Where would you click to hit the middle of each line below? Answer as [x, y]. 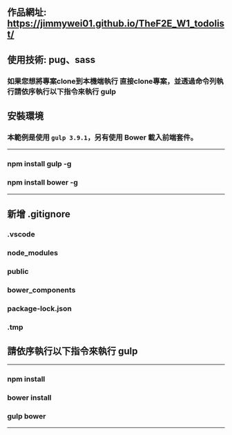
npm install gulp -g [39, 164]
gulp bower [27, 416]
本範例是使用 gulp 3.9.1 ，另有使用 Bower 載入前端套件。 [103, 138]
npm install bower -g [42, 183]
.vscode [21, 234]
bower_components [41, 290]
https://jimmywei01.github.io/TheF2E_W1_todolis [116, 24]
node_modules [33, 252]
